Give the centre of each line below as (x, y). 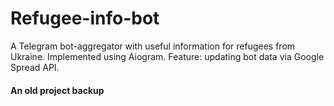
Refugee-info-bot (85, 18)
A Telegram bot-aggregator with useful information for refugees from (153, 46)
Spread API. (35, 67)
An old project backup (57, 90)
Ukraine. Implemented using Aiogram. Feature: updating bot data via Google (167, 56)
